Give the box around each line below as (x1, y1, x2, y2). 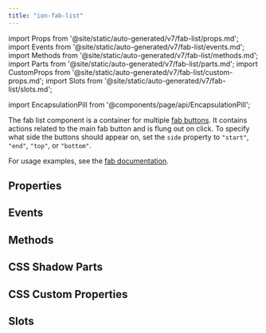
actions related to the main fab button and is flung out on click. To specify (8, 123, 250, 133)
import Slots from (45, 76, 104, 85)
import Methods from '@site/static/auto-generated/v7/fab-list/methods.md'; (8, 50, 259, 60)
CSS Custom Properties (8, 288, 128, 301)
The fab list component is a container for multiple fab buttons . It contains (8, 115, 248, 124)
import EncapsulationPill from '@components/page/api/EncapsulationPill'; (8, 100, 251, 109)
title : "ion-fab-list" (8, 11, 84, 20)
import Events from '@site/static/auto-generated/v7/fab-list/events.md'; (8, 41, 245, 52)
